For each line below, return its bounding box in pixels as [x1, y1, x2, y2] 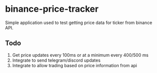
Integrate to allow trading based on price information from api [12, 62, 137, 68]
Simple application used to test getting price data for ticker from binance [5, 20, 153, 25]
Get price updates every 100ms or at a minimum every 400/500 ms [12, 52, 149, 58]
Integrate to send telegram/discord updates [12, 57, 101, 63]
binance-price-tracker [5, 3, 99, 15]
